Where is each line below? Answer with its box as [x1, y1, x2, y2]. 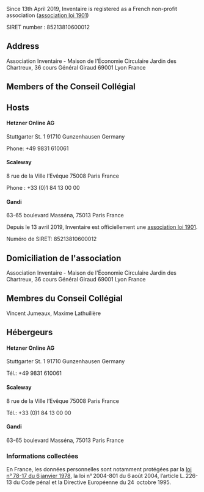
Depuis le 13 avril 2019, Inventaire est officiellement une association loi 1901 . [6, 223, 198, 231]
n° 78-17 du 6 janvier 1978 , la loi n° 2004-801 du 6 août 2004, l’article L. [6, 472, 185, 480]
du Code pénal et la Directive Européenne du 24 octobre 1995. [13, 479, 172, 486]
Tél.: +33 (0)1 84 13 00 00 [6, 409, 71, 416]
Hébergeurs [6, 327, 53, 338]
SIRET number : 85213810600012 [6, 24, 90, 31]
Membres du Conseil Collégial [6, 293, 123, 304]
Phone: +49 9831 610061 [6, 145, 69, 152]
